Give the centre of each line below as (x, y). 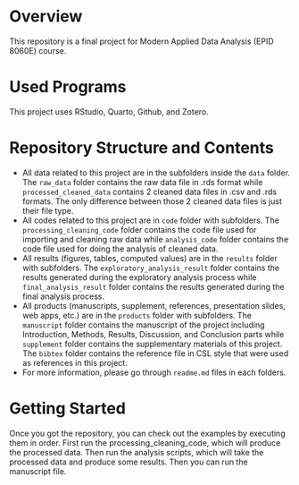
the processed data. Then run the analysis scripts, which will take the (137, 452)
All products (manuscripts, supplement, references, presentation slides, (154, 305)
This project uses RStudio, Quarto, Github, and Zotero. (109, 111)
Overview (46, 17)
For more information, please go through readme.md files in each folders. (154, 372)
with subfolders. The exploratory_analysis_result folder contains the (150, 268)
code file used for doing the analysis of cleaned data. (120, 249)
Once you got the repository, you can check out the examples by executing (147, 433)
